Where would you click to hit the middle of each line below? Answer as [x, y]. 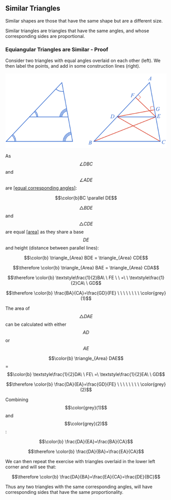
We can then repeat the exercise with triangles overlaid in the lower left [80, 462]
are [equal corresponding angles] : [41, 188]
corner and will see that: [31, 467]
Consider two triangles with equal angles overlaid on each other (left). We [83, 60]
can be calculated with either [36, 324]
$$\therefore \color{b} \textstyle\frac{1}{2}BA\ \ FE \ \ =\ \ [68, 278]
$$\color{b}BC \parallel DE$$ [86, 198]
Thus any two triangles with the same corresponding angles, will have [79, 487]
